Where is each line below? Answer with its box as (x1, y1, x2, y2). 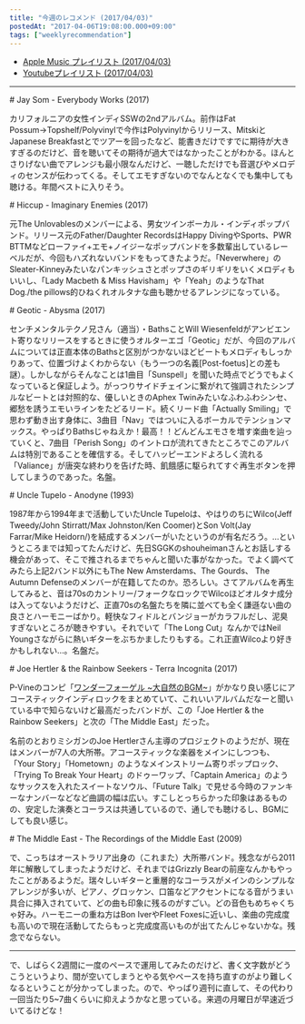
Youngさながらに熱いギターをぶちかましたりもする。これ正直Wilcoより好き (9, 634, 293, 644)
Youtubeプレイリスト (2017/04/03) (22, 67, 154, 78)
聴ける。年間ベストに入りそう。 (9, 181, 129, 192)
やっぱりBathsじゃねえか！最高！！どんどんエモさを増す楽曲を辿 (40, 426, 285, 437)
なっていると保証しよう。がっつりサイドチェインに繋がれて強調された (9, 380, 271, 391)
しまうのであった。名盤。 (25, 471, 121, 482)
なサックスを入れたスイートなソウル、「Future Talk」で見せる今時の (9, 781, 261, 792)
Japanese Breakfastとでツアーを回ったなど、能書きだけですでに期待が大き (9, 136, 290, 147)
